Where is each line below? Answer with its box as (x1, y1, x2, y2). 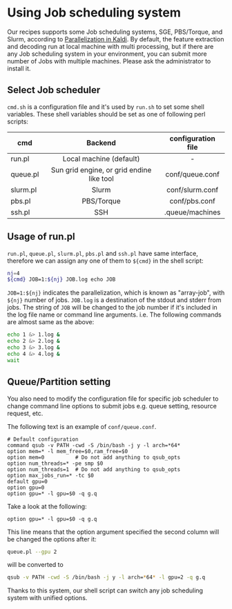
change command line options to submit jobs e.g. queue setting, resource (7, 401, 217, 410)
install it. (7, 64, 31, 72)
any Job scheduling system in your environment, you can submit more (7, 50, 207, 58)
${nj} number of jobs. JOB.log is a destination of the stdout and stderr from (7, 296, 222, 304)
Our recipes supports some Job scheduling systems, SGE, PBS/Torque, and (7, 28, 223, 36)
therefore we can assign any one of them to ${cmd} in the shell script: (7, 257, 204, 265)
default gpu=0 (7, 478, 48, 485)
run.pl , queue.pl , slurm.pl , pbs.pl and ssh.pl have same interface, (7, 249, 198, 257)
